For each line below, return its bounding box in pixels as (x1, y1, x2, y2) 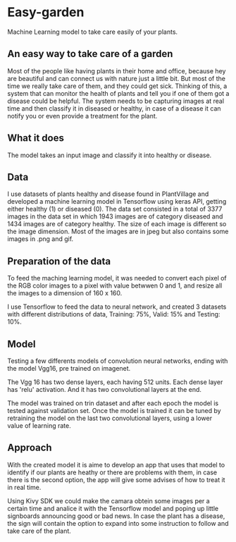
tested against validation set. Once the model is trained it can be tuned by (7, 407, 221, 414)
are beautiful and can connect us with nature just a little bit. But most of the (7, 74, 225, 82)
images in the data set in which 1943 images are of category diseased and (7, 212, 223, 221)
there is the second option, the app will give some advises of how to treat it (7, 475, 225, 484)
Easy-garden (7, 4, 85, 20)
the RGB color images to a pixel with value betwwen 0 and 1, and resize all (7, 281, 223, 290)
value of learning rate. (7, 421, 72, 430)
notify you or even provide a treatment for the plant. (7, 111, 158, 120)
